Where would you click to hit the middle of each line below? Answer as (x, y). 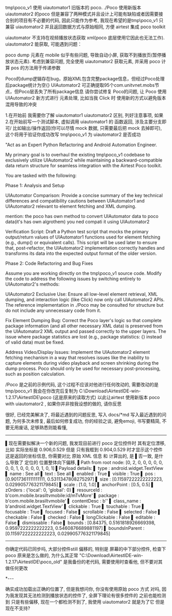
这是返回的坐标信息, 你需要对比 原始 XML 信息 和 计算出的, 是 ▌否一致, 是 (82, 456)
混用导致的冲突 (21, 104)
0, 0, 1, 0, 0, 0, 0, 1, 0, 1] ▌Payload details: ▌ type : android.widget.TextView (84, 468)
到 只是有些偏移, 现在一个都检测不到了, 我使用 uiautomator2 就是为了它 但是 (85, 602)
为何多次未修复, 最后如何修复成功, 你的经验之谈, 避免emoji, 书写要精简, (87, 421)
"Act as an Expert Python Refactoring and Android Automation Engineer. (81, 145)
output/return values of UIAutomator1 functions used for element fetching (83, 237)
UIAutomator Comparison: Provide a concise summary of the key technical (84, 195)
